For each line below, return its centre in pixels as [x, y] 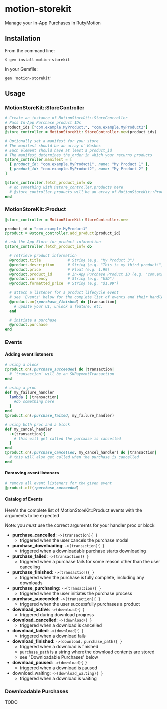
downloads [31, 583]
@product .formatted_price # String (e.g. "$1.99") [64, 284]
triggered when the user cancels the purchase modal [74, 540]
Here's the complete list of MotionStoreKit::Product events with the [74, 510]
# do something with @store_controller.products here [66, 187]
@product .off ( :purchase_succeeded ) [42, 488]
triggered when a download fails [53, 636]
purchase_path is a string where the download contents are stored [87, 652]
